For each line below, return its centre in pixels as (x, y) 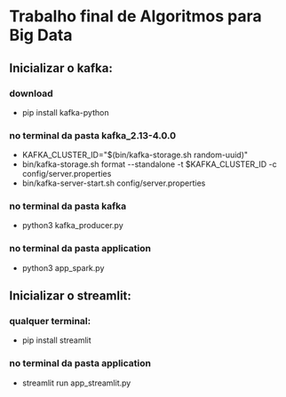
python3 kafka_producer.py (73, 226)
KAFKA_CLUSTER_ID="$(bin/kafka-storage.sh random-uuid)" (135, 155)
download (31, 93)
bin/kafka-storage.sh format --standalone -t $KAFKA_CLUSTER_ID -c (149, 164)
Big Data (41, 35)
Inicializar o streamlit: (70, 296)
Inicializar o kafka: (61, 68)
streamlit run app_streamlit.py (76, 383)
